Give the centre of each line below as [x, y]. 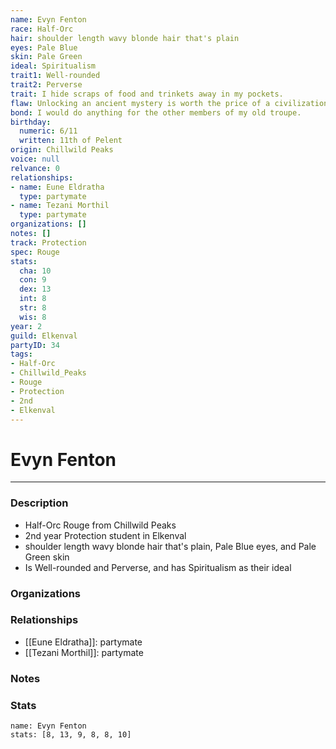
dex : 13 [35, 289]
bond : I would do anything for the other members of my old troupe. [156, 112]
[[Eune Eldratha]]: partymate [83, 642]
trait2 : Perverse [46, 85]
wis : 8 [33, 317]
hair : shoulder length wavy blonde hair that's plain [125, 38]
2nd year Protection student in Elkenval [105, 535]
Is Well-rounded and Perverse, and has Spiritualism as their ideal [158, 567]
